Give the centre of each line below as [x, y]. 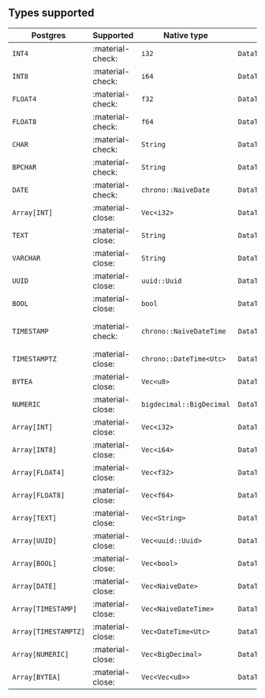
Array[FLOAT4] [39, 472]
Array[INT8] [35, 449]
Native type [186, 35]
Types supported [51, 13]
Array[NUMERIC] [41, 654]
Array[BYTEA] [37, 677]
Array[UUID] [35, 540]
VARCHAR [26, 258]
